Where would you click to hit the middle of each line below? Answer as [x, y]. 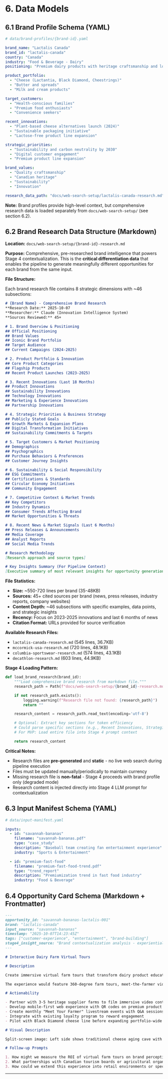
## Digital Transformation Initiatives [47, 428]
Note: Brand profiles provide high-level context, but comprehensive [75, 205]
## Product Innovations [30, 387]
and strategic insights [35, 612]
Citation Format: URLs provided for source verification [69, 623]
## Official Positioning [31, 331]
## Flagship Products [28, 368]
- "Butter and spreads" [34, 85]
